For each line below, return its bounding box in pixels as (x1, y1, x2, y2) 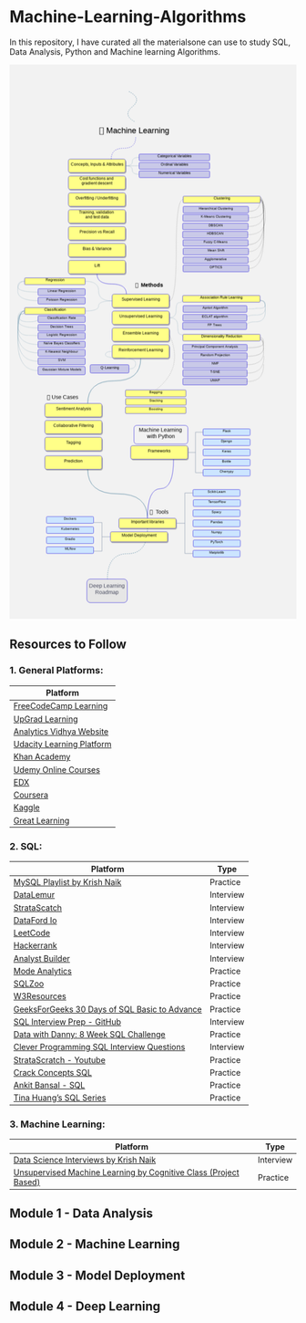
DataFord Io (13, 914, 57, 925)
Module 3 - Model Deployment (9, 1267, 186, 1283)
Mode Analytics (13, 965, 73, 976)
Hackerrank (13, 940, 57, 951)
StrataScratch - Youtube (13, 1054, 107, 1065)
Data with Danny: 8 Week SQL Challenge (13, 1029, 166, 1040)
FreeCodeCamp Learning (13, 701, 108, 712)
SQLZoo (13, 978, 45, 989)
